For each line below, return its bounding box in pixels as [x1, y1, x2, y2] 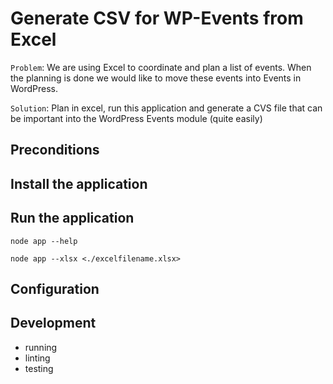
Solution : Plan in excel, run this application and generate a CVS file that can [10, 102, 323, 114]
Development [10, 315, 97, 332]
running [24, 341, 58, 353]
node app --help [10, 236, 78, 246]
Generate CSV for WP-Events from [10, 7, 304, 30]
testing [24, 362, 54, 374]
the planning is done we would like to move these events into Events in [10, 72, 302, 84]
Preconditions [10, 142, 100, 159]
